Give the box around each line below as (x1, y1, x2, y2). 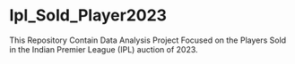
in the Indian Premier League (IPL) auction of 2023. (9, 44, 199, 54)
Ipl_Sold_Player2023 (9, 5, 168, 26)
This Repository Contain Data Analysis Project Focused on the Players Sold (9, 35, 287, 45)
